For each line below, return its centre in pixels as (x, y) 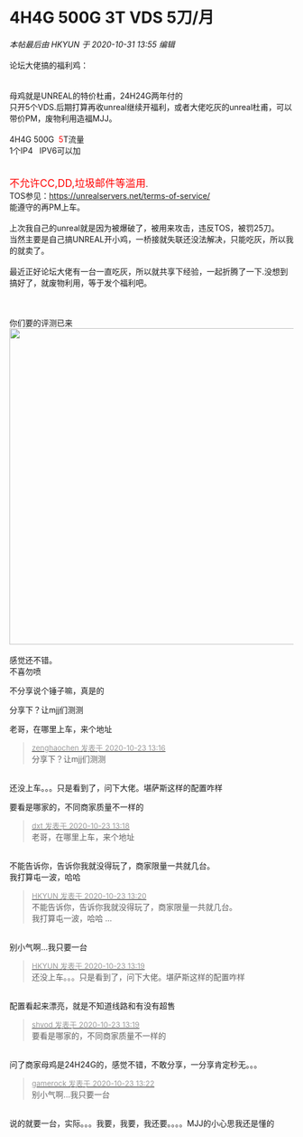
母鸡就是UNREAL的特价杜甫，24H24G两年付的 (96, 96)
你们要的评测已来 (41, 323)
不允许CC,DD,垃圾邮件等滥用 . (79, 183)
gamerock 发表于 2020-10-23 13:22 (93, 1083)
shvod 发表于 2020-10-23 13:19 (85, 1024)
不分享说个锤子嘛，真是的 (57, 691)
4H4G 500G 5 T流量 (47, 139)
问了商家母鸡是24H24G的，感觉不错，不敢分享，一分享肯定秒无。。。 (136, 1064)
